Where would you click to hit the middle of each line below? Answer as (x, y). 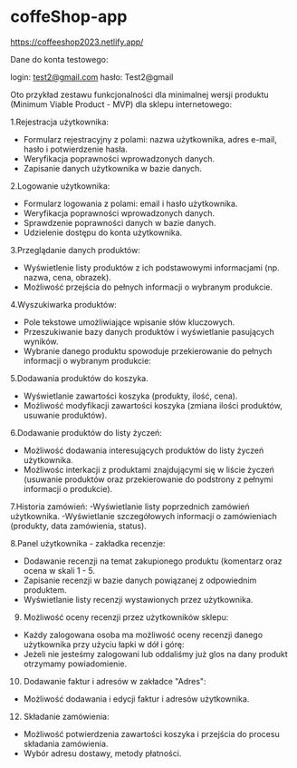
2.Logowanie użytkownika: (60, 186)
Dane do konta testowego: (59, 59)
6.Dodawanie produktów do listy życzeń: (86, 432)
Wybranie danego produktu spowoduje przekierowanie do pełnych (148, 350)
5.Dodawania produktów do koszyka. (79, 378)
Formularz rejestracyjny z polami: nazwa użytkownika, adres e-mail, (150, 139)
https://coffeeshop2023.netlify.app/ (77, 42)
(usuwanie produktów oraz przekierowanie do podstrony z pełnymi (148, 479)
